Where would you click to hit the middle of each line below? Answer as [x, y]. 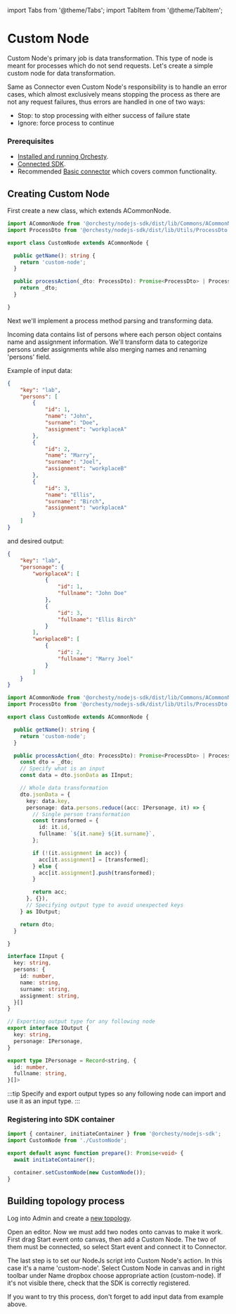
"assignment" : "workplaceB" [86, 469]
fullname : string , [41, 1074]
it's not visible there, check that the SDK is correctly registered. [99, 1283]
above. [17, 1304]
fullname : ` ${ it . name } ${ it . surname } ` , [97, 834]
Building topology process [66, 1201]
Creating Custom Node [59, 194]
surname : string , [45, 989]
